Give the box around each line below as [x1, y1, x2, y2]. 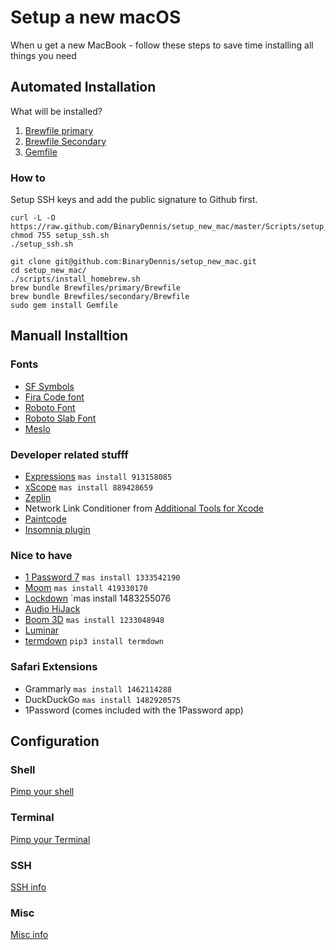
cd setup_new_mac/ [10, 266, 87, 276]
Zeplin [24, 492, 52, 504]
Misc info [10, 929, 49, 941]
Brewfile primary [24, 124, 94, 136]
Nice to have [10, 548, 73, 562]
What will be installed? [10, 105, 103, 117]
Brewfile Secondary [24, 135, 107, 147]
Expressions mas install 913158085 [24, 471, 173, 483]
